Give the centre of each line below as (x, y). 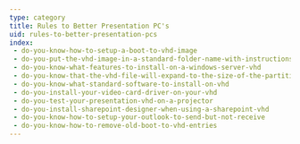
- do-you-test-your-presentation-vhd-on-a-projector (113, 101)
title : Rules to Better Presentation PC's (89, 26)
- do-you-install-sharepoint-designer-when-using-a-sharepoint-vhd (141, 109)
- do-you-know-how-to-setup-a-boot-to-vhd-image (105, 51)
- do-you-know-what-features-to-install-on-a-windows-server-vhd (137, 68)
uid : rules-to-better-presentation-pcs (83, 34)
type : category (37, 17)
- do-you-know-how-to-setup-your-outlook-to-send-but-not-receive (139, 117)
